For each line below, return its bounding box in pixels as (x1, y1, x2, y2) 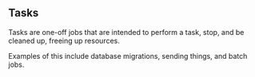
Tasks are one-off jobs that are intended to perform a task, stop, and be (8, 27, 245, 37)
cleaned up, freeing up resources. (8, 36, 120, 45)
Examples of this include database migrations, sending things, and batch (8, 51, 248, 60)
